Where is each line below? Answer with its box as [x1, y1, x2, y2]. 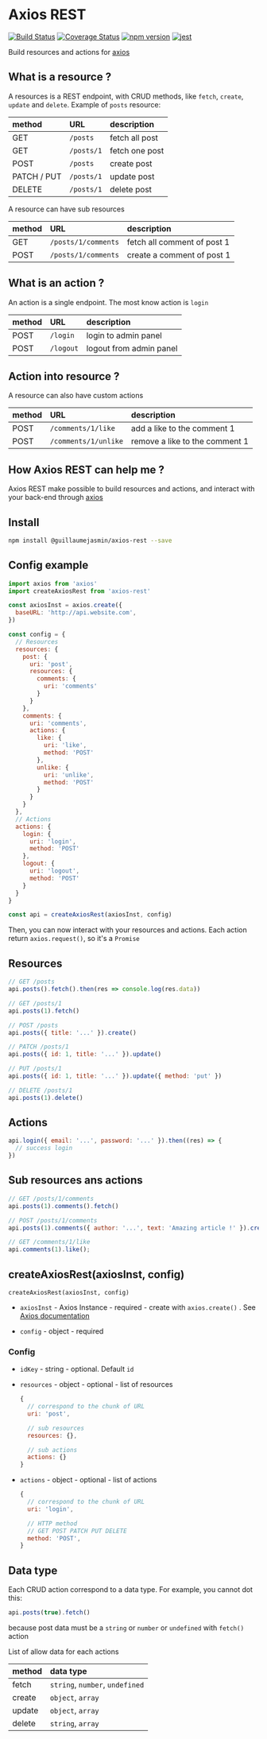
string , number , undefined [49, 1679, 145, 1691]
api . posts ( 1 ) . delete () [8, 1094, 83, 1102]
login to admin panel [86, 330, 163, 341]
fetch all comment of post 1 [126, 236, 230, 247]
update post [110, 171, 155, 182]
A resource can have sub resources [8, 204, 125, 214]
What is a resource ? [8, 70, 112, 84]
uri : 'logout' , [29, 867, 80, 875]
